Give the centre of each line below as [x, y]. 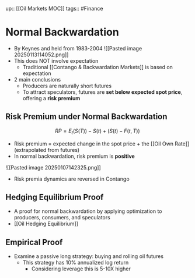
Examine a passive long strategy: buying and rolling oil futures [89, 256]
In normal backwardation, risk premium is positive [74, 156]
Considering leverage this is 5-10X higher [81, 269]
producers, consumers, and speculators [62, 218]
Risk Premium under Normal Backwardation [86, 117]
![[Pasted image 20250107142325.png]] [53, 167]
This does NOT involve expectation [56, 60]
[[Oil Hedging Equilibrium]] [46, 224]
